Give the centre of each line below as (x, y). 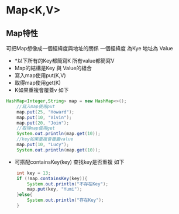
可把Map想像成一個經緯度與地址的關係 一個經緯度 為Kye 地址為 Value (90, 48)
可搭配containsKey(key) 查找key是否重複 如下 (69, 162)
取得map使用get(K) (38, 83)
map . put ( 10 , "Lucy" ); (43, 144)
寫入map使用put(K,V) (40, 75)
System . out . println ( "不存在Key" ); (68, 184)
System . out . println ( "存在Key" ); (66, 200)
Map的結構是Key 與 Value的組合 (53, 68)
